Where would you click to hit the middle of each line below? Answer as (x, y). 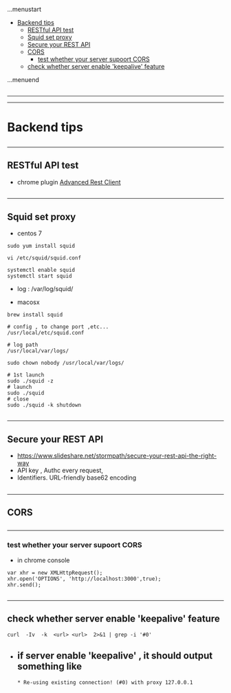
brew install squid (35, 314)
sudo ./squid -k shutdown (44, 405)
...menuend (23, 80)
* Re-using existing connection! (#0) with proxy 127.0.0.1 (105, 682)
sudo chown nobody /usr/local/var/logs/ (66, 363)
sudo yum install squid (41, 246)
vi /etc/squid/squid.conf (44, 258)
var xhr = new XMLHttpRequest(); (55, 573)
